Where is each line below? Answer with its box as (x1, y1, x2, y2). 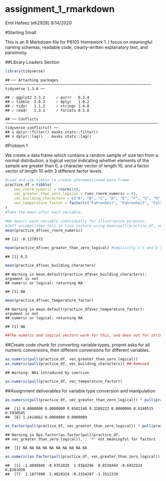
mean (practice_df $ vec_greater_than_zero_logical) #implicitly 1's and (5, 245, 154, 250)
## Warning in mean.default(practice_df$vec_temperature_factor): (5, 307, 145, 312)
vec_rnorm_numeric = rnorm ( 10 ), (14, 187, 81, 192)
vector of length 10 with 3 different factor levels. (5, 168, 103, 174)
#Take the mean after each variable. (5, 209, 83, 215)
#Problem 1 (5, 143, 28, 148)
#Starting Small (5, 29, 37, 35)
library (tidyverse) (5, 68, 45, 74)
